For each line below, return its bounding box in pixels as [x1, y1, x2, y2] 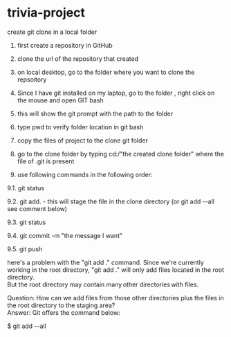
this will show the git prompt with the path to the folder [17, 109, 174, 118]
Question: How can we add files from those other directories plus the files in [7, 293, 225, 302]
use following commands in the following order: [17, 170, 154, 179]
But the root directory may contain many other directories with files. [7, 280, 199, 289]
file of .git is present [17, 157, 75, 165]
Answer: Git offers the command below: [7, 308, 121, 316]
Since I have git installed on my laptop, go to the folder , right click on [17, 89, 215, 97]
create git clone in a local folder [7, 28, 98, 36]
